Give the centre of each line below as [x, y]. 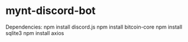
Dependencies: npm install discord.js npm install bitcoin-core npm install [94, 27]
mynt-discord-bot [51, 11]
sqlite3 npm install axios [35, 33]
